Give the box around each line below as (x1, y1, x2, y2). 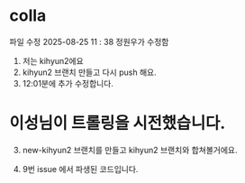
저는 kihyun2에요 (22, 55, 84, 66)
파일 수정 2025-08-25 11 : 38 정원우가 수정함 (9, 36, 169, 47)
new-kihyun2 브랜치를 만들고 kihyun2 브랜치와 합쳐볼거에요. (22, 144, 238, 155)
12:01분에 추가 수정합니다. (22, 78, 114, 88)
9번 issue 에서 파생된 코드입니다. (22, 163, 139, 174)
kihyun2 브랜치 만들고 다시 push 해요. (22, 67, 157, 78)
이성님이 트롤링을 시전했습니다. (9, 114, 226, 133)
